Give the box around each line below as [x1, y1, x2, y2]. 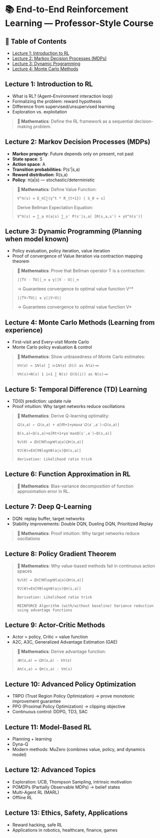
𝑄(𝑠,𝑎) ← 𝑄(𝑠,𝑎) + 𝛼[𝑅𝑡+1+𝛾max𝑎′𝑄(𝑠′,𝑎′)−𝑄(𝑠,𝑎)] [17, 423, 120, 428]
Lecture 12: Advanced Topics [5, 766, 96, 774]
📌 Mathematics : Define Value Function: [17, 186, 97, 192]
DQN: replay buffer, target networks [12, 515, 85, 521]
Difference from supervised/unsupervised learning [12, 104, 115, 109]
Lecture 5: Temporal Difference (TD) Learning [5, 385, 147, 393]
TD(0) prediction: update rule [12, 398, 72, 404]
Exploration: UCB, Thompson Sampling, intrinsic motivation [12, 779, 132, 784]
